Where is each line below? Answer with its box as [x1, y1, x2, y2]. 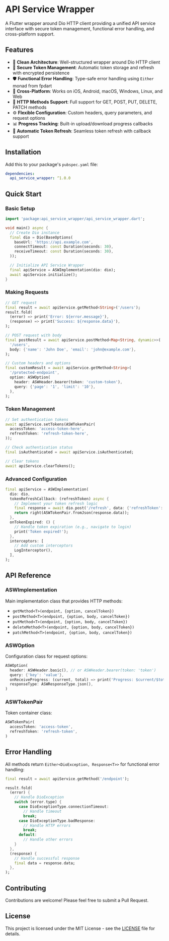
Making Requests [5, 289, 49, 296]
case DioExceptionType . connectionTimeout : [18, 804, 109, 809]
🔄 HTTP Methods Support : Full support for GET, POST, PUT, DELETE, [12, 98, 157, 105]
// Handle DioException [14, 795, 64, 800]
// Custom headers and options [5, 361, 71, 366]
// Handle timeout [23, 809, 62, 814]
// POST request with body [5, 333, 62, 338]
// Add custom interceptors [14, 543, 73, 549]
